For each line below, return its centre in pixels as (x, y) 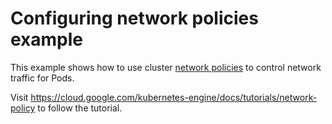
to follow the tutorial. (80, 108)
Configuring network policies (134, 18)
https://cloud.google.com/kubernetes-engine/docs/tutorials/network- (174, 97)
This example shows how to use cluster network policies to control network (166, 67)
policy (23, 108)
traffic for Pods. (42, 78)
